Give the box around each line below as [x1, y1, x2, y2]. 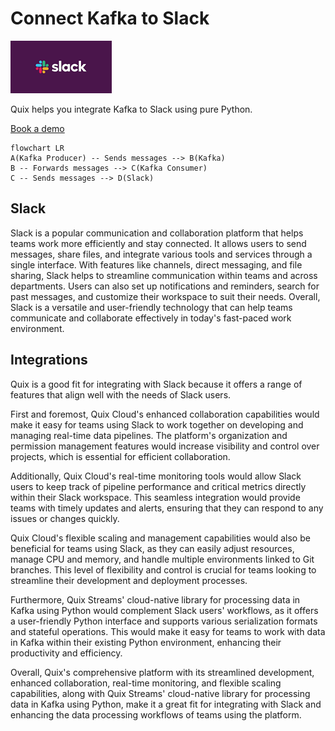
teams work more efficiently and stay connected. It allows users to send [10, 237, 307, 249]
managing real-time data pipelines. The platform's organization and [10, 429, 288, 441]
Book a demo [10, 122, 65, 134]
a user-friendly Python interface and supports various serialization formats [10, 615, 318, 627]
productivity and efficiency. [10, 647, 123, 659]
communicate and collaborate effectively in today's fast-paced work [10, 312, 292, 324]
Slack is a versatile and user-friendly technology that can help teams [10, 301, 293, 313]
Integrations [10, 352, 88, 369]
